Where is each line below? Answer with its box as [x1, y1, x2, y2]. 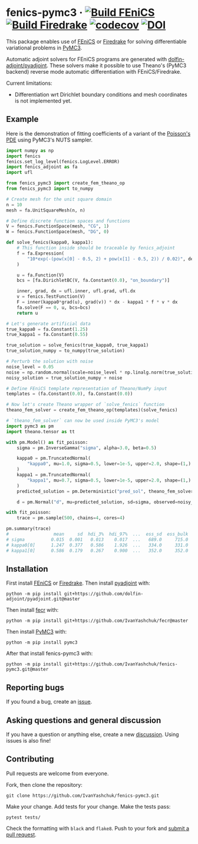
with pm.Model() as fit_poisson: [6, 439, 88, 445]
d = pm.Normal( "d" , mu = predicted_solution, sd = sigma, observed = [16, 499, 178, 505]
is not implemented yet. [14, 97, 72, 104]
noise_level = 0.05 [6, 364, 54, 370]
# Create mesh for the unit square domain [6, 196, 112, 202]
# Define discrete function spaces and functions [6, 218, 131, 224]
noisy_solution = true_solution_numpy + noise [6, 375, 123, 381]
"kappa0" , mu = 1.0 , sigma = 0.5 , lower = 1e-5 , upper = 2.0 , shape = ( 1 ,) [27, 461, 192, 467]
